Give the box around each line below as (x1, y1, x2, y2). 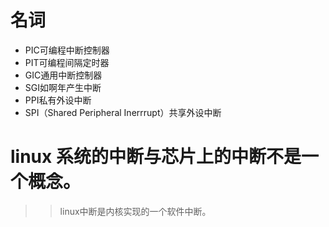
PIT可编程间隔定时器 (24, 56, 110, 68)
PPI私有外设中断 (24, 94, 92, 106)
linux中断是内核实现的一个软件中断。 (59, 205, 212, 217)
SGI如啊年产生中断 (24, 81, 102, 93)
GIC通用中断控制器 (24, 69, 103, 81)
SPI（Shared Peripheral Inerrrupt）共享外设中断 (24, 106, 222, 118)
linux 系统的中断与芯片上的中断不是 (10, 146, 302, 168)
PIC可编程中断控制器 (24, 44, 110, 56)
